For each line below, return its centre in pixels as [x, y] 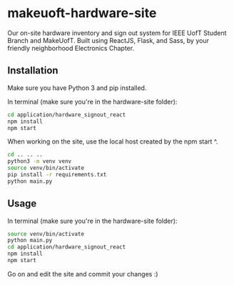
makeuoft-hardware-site [82, 13]
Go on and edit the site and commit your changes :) [83, 274]
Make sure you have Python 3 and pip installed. [77, 88]
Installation [33, 70]
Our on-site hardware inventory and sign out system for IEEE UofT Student [117, 33]
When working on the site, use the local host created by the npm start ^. [113, 141]
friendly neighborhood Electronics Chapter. [71, 48]
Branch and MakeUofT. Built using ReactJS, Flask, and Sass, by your [108, 40]
